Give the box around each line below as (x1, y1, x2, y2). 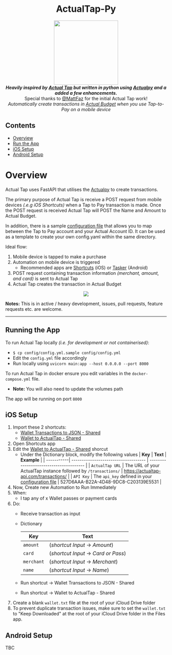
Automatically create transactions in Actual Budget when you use (8, 101, 147, 107)
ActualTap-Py (56, 3, 116, 15)
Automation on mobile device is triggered (12, 259, 100, 265)
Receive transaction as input (20, 510, 80, 517)
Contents (5, 121, 36, 130)
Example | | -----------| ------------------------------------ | (20, 457, 149, 463)
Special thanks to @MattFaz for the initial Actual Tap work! (24, 95, 148, 101)
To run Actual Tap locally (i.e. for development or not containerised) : (5, 339, 149, 345)
